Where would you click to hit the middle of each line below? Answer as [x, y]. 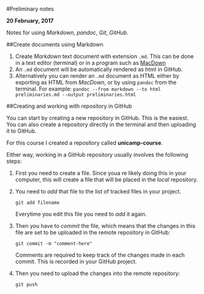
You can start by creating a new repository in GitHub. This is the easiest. [97, 118]
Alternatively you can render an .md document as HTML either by [97, 76]
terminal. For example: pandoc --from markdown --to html [88, 89]
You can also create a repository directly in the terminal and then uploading [101, 124]
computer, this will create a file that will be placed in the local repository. [106, 179]
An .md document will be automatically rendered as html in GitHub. [99, 69]
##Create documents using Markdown [55, 44]
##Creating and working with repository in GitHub [69, 106]
